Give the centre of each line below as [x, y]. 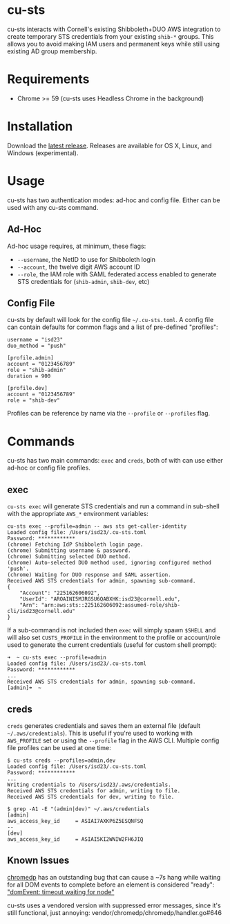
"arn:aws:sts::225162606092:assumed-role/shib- [111, 605]
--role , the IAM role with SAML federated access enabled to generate [117, 274]
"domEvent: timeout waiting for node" [61, 891]
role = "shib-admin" [37, 370]
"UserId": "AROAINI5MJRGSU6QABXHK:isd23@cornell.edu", [100, 599]
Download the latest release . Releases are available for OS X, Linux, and [109, 145]
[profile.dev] [28, 389]
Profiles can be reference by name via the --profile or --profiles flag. [109, 414]
